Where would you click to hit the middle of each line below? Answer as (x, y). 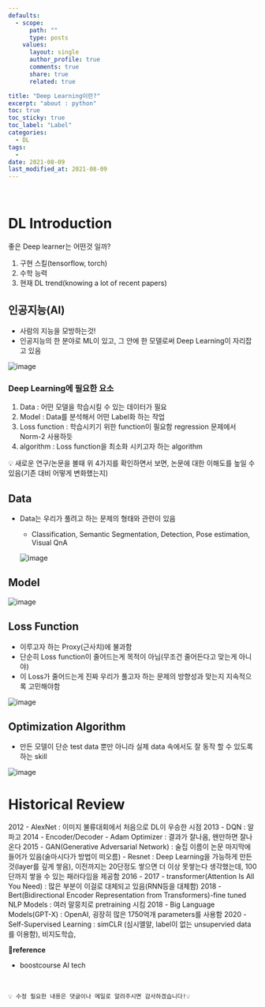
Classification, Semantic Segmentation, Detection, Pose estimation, (140, 534)
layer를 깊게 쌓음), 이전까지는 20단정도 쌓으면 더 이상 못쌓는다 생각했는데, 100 (137, 866)
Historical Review (67, 804)
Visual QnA (50, 543)
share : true (49, 74)
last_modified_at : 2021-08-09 (58, 169)
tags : (17, 147)
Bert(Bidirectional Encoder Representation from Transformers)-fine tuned (127, 895)
